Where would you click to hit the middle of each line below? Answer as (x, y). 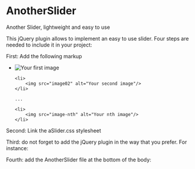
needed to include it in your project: (49, 45)
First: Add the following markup (44, 56)
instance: (17, 148)
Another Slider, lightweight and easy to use (58, 27)
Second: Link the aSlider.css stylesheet (54, 130)
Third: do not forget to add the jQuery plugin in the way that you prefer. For (97, 142)
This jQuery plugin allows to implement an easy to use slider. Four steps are (97, 38)
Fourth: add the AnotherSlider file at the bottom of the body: (79, 160)
